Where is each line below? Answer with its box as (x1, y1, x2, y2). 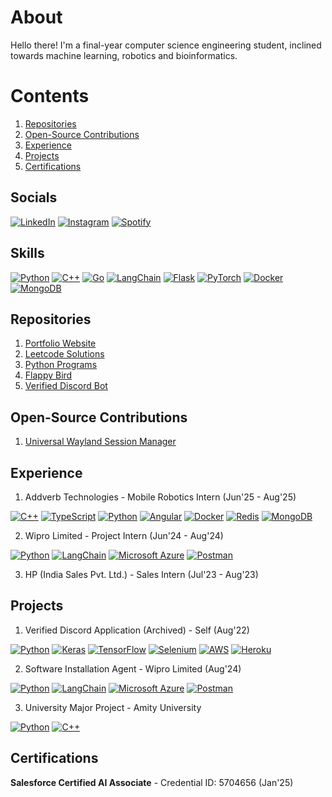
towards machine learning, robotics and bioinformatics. (10, 49, 238, 61)
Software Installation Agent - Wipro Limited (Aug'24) (24, 662, 242, 675)
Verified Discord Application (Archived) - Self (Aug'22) (24, 624, 250, 636)
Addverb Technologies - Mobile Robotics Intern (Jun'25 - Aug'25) (24, 491, 297, 503)
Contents (10, 85, 90, 108)
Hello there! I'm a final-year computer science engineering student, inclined (10, 39, 322, 51)
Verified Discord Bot (24, 380, 108, 392)
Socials (10, 189, 58, 206)
